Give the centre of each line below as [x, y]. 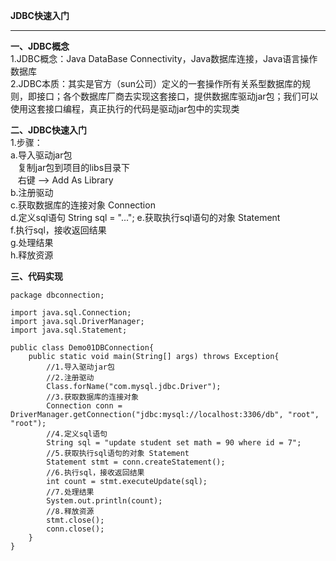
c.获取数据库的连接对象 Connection [83, 205]
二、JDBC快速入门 [48, 130]
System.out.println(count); [104, 501]
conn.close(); [75, 529]
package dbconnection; [57, 295]
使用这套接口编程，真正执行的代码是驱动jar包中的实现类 [125, 108]
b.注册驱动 [32, 192]
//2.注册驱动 [70, 378]
